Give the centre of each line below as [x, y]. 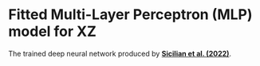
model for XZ [53, 31]
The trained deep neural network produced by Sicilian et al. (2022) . [120, 53]
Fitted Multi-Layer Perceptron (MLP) [130, 15]
